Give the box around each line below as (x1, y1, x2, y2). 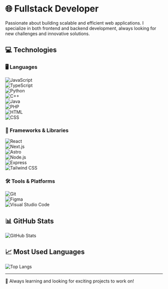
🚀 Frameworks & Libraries (5, 126, 69, 133)
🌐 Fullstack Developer (5, 3, 99, 15)
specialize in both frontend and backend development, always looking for (5, 25, 156, 31)
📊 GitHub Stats (5, 217, 54, 225)
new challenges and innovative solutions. (5, 31, 90, 37)
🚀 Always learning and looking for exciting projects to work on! (5, 278, 134, 284)
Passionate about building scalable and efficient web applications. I (5, 20, 144, 26)
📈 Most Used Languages (5, 248, 85, 256)
